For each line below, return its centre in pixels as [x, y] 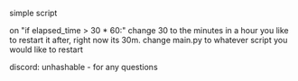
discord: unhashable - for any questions [84, 67]
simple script [33, 13]
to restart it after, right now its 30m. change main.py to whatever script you [149, 40]
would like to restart [46, 49]
